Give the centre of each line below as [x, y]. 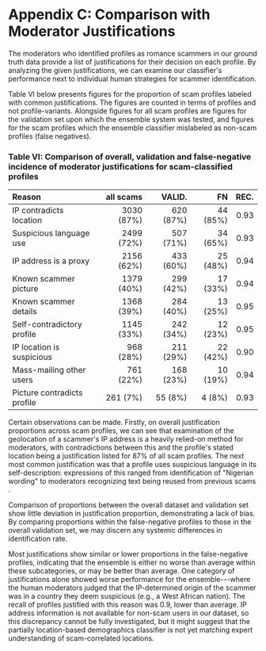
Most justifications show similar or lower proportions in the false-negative [128, 554]
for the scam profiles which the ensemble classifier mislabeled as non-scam [133, 128]
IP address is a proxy [51, 261]
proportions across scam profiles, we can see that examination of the [122, 431]
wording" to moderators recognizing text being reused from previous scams [132, 481]
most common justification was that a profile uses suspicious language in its [133, 465]
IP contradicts [38, 210]
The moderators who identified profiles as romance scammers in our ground [133, 53]
